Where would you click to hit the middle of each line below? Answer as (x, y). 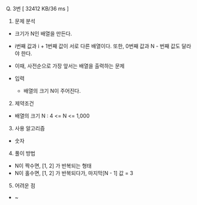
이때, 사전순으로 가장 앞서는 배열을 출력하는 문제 (69, 66)
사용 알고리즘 (30, 128)
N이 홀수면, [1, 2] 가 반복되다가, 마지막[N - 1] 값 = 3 (74, 173)
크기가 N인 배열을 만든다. (43, 33)
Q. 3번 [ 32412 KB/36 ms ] (38, 9)
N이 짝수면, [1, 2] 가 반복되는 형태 (53, 166)
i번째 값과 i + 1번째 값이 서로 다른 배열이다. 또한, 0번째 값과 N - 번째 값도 (97, 46)
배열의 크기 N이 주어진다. (52, 91)
